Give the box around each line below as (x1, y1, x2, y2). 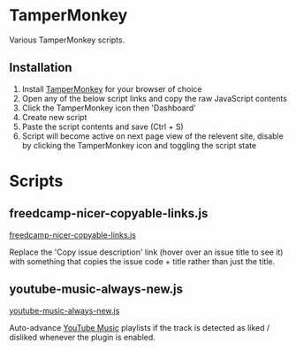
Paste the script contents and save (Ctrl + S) (21, 121, 184, 132)
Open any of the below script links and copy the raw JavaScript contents (21, 93, 287, 103)
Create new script (21, 111, 87, 122)
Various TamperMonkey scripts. (9, 34, 125, 45)
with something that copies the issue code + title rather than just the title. (9, 256, 276, 266)
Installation (9, 60, 72, 75)
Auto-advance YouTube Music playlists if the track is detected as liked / (9, 322, 270, 332)
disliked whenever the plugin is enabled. (9, 332, 156, 342)
